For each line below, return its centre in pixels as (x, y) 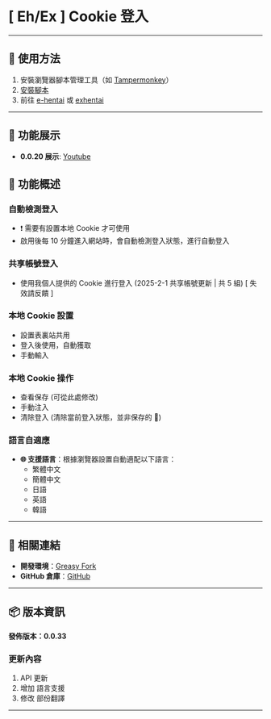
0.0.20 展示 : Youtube (55, 156)
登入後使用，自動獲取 (55, 345)
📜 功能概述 (34, 184)
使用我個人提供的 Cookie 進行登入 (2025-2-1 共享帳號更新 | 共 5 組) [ (134, 282)
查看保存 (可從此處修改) (59, 397)
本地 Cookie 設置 (41, 316)
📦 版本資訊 (37, 611)
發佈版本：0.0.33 (38, 636)
